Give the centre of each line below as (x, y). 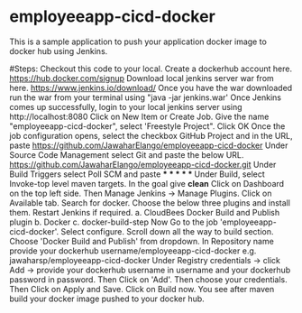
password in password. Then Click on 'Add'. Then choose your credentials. (149, 279)
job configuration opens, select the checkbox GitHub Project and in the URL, (151, 135)
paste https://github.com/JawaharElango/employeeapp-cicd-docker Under (149, 145)
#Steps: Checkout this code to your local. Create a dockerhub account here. (151, 69)
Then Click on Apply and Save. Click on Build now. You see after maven (142, 289)
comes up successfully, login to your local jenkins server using (126, 106)
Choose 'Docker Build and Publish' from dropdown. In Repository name (142, 241)
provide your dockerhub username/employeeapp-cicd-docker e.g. (133, 251)
